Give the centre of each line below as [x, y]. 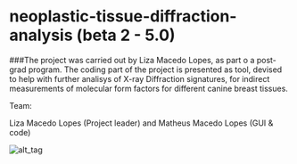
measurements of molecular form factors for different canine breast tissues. [148, 88]
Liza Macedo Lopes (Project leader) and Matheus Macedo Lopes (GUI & [141, 123]
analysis [41, 35]
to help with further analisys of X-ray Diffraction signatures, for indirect [140, 78]
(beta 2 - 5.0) [126, 35]
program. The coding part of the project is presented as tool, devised [155, 70]
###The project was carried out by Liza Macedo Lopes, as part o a [132, 60]
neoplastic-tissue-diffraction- [123, 16]
